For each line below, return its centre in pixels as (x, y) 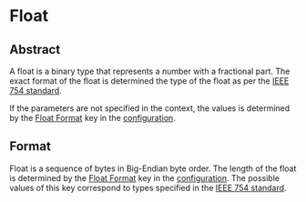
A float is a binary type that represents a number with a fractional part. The (150, 71)
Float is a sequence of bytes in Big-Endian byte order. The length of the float (153, 168)
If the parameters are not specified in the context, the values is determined (150, 108)
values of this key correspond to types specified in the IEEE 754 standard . (148, 187)
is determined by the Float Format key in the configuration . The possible (145, 177)
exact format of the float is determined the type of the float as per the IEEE (149, 81)
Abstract (35, 50)
